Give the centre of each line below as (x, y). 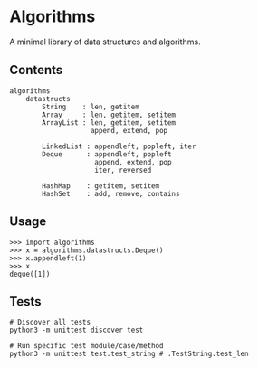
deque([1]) (30, 274)
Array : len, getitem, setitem (109, 115)
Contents (36, 70)
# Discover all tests (50, 323)
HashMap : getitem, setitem (101, 186)
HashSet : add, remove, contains (111, 193)
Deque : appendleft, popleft (107, 154)
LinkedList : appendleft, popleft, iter (119, 146)
